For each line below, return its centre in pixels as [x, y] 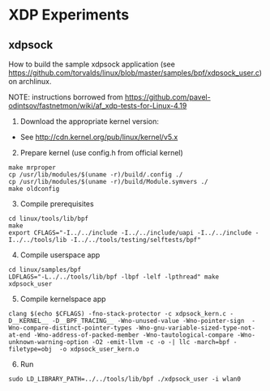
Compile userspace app [60, 255]
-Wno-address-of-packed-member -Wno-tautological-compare [133, 335]
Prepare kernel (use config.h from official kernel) [102, 153]
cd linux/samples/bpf [45, 270]
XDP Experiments [69, 15]
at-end [19, 335]
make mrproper [32, 168]
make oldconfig [34, 189]
